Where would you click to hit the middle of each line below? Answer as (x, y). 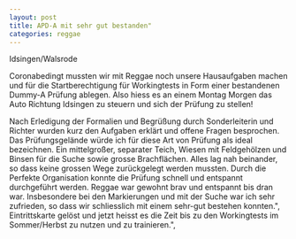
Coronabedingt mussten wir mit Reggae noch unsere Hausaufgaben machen (148, 76)
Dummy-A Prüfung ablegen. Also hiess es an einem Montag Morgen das (140, 95)
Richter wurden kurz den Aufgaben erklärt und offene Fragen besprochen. (144, 131)
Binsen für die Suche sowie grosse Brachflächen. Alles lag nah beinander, (144, 159)
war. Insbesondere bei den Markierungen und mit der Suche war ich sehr (142, 197)
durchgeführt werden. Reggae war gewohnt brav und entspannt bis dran (141, 188)
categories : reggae (45, 34)
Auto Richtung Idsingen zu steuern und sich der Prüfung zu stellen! (131, 104)
